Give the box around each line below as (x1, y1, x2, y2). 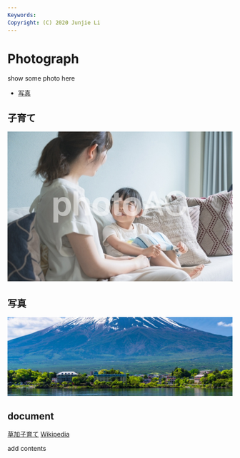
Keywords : (7, 11, 37, 19)
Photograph (7, 51, 79, 67)
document (7, 410, 54, 422)
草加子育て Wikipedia (7, 430, 70, 439)
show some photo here (7, 74, 76, 83)
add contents (7, 444, 46, 453)
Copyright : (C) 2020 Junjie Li (7, 19, 101, 26)
